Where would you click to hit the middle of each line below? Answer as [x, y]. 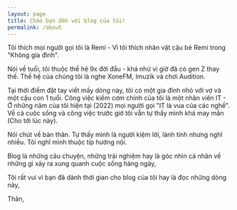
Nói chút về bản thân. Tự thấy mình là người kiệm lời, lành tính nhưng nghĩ [115, 135]
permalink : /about [35, 27]
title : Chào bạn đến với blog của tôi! [67, 21]
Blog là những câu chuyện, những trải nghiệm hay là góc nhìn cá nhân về [114, 156]
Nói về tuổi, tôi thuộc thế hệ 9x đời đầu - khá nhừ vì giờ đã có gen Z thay [114, 69]
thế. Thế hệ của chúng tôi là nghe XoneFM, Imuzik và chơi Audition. [106, 76]
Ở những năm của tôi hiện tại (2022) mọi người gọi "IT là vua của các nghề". [118, 106]
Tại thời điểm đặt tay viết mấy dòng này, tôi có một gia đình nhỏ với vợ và [115, 91]
